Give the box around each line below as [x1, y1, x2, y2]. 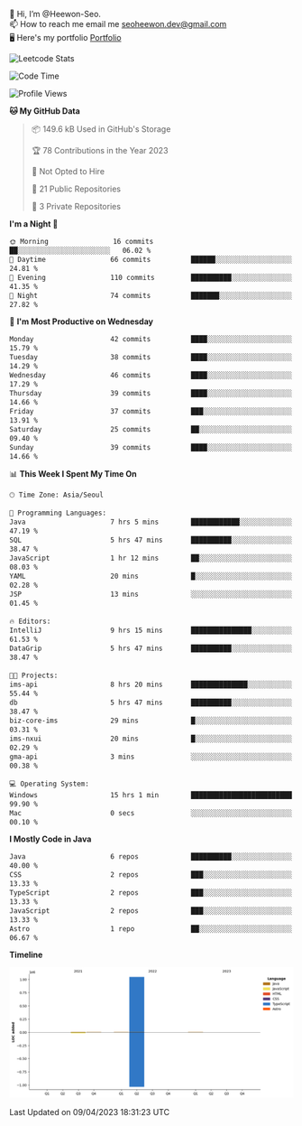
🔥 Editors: [9, 617, 51, 626]
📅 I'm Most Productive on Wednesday [9, 316, 153, 327]
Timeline [9, 949, 43, 960]
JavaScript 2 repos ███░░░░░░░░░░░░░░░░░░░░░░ [9, 907, 293, 916]
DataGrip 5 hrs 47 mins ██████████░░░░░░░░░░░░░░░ [9, 644, 293, 653]
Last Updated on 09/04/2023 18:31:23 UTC [9, 1107, 169, 1118]
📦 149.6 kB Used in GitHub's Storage [31, 124, 171, 135]
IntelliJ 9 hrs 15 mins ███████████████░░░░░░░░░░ [9, 626, 293, 635]
